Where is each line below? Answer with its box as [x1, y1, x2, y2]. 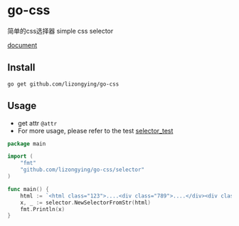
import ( [7, 153, 33, 160]
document [7, 41, 38, 49]
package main [7, 140, 46, 148]
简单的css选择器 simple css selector [7, 26, 114, 35]
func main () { [7, 185, 50, 192]
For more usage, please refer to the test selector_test [17, 126, 174, 135]
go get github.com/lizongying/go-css [7, 81, 119, 88]
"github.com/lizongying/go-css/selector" [20, 166, 144, 173]
